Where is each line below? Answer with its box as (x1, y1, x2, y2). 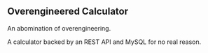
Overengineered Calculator (7, 6, 128, 17)
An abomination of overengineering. (7, 24, 111, 32)
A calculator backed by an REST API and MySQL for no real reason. (7, 38, 202, 46)
